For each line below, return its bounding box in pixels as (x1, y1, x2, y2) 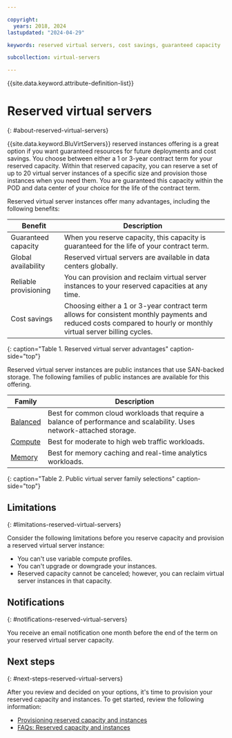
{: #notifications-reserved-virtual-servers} (7, 615, 128, 623)
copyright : (7, 16, 39, 23)
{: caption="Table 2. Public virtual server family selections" (7, 475, 175, 483)
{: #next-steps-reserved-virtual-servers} (7, 674, 123, 683)
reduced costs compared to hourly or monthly (64, 318, 213, 328)
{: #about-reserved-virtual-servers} (7, 126, 109, 135)
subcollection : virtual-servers (7, 54, 100, 61)
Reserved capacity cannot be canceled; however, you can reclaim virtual (17, 569, 224, 577)
